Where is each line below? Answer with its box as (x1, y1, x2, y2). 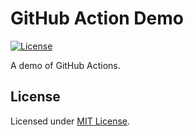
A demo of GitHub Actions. (10, 59, 121, 71)
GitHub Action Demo (10, 7, 184, 30)
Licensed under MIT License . (10, 115, 131, 127)
